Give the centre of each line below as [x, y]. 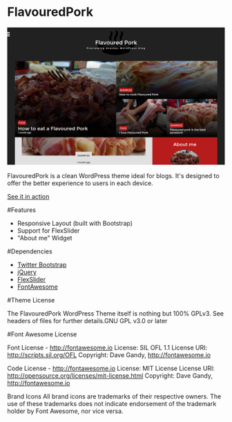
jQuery [27, 272]
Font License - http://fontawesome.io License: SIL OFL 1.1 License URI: [107, 348]
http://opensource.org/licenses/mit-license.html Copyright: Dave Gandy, [110, 376]
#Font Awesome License [42, 334]
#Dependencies [30, 251]
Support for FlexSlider [48, 231]
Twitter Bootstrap [42, 265]
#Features [22, 210]
